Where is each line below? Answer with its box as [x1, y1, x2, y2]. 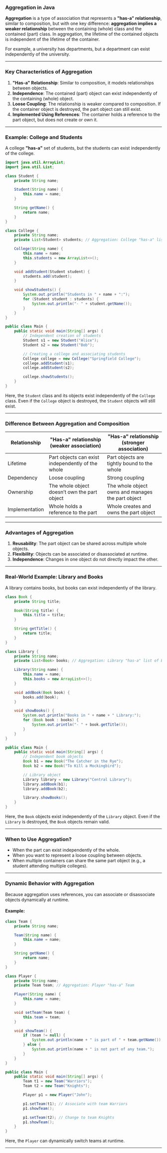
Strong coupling [106, 474, 145, 481]
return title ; [23, 631, 52, 636]
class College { [5, 228, 39, 233]
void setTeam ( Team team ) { [14, 1010, 70, 1015]
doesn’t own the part [49, 489, 97, 495]
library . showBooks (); [23, 795, 68, 800]
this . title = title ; [23, 613, 66, 618]
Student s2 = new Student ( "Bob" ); [23, 342, 94, 347]
